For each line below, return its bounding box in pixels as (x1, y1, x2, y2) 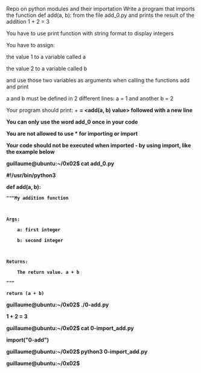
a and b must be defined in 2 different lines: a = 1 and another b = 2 (6, 95, 174, 102)
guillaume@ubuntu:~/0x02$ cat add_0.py (6, 160, 115, 167)
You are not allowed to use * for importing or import (6, 130, 138, 137)
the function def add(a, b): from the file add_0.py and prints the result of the (6, 12, 195, 19)
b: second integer (17, 237, 63, 243)
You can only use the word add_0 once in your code (6, 118, 138, 125)
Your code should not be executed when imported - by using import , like (6, 142, 191, 149)
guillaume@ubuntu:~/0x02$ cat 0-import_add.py (6, 325, 134, 332)
